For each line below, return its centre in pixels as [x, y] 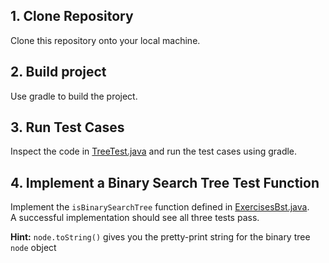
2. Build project [58, 72]
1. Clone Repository [72, 16]
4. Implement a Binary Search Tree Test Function [165, 182]
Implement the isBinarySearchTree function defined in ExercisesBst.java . [160, 207]
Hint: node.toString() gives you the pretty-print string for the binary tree [160, 237]
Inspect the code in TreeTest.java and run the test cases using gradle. [154, 151]
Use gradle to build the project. [74, 96]
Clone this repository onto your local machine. [105, 40]
